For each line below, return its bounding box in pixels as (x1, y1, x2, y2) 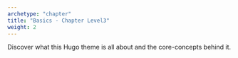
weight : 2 (7, 23, 37, 30)
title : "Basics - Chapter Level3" (7, 17, 110, 24)
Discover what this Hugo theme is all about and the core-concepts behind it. (7, 43, 232, 52)
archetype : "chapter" (7, 10, 72, 18)
